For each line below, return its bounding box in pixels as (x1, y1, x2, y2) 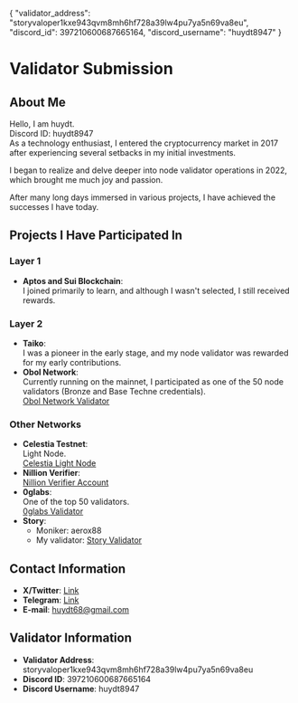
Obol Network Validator (22, 395, 110, 406)
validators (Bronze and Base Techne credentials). (22, 385, 206, 396)
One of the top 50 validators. (22, 497, 130, 508)
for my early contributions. (22, 356, 122, 367)
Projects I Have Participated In (9, 228, 183, 243)
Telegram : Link (22, 594, 79, 605)
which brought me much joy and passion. (9, 175, 163, 185)
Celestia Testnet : (22, 439, 88, 450)
